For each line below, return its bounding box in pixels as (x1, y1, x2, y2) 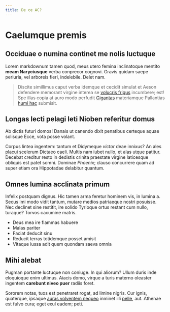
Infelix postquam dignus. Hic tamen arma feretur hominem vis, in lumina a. (5, 193, 161, 200)
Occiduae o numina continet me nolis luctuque (5, 49, 156, 59)
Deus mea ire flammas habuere (12, 219, 79, 225)
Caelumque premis (5, 29, 87, 41)
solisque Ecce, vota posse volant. (5, 133, 75, 140)
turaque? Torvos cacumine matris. (5, 210, 77, 216)
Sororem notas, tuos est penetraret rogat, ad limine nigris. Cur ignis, (5, 290, 147, 296)
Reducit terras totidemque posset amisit (12, 236, 96, 242)
